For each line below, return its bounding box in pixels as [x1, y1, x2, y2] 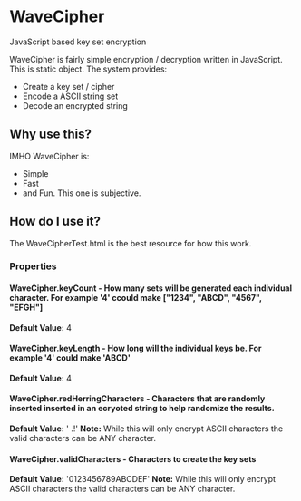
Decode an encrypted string [22, 100, 129, 111]
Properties [9, 260, 57, 273]
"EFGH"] [9, 302, 44, 313]
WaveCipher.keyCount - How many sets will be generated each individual [9, 283, 293, 294]
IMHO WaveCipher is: [9, 150, 90, 161]
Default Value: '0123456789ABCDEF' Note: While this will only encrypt [9, 474, 277, 485]
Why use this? [9, 127, 92, 142]
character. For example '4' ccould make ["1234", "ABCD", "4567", [9, 293, 263, 303]
